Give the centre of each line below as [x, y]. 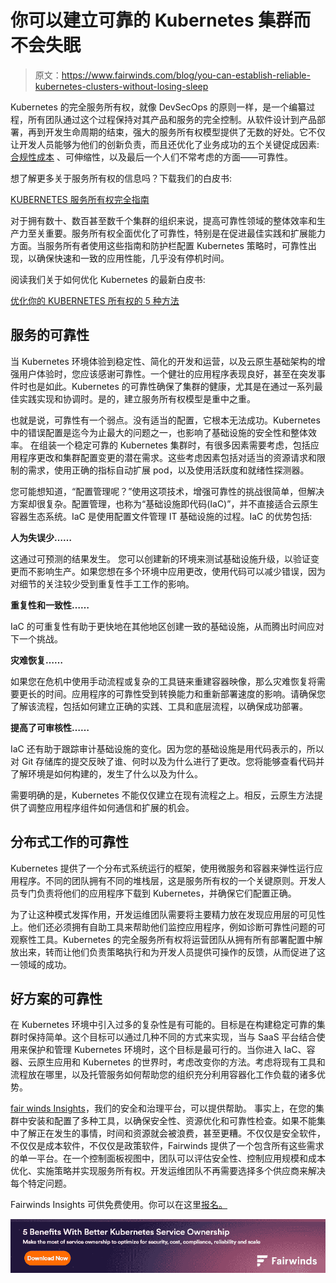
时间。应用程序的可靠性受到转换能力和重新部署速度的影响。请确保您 [185, 693]
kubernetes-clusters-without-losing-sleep [121, 86]
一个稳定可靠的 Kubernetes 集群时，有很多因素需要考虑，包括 [183, 445]
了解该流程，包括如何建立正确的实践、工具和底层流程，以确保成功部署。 [159, 706]
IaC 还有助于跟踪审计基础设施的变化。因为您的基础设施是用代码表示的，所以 [167, 748]
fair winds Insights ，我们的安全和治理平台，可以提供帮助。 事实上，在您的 [163, 1108]
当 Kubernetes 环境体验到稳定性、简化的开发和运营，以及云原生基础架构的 [163, 361]
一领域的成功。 [41, 964]
